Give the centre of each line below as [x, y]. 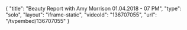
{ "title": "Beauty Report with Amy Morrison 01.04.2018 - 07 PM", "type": [93, 9]
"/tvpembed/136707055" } [38, 21]
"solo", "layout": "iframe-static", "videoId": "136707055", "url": [81, 15]
